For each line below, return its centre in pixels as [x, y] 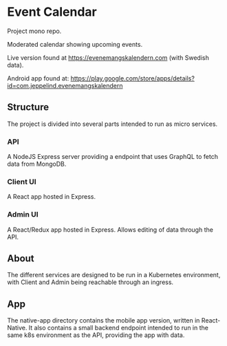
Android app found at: [38, 78]
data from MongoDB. [37, 164]
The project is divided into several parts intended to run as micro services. [112, 124]
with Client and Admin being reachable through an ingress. [90, 282]
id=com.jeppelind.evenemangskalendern [65, 85]
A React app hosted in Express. [52, 197]
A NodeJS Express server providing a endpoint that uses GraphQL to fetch [113, 157]
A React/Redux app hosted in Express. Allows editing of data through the [110, 229]
